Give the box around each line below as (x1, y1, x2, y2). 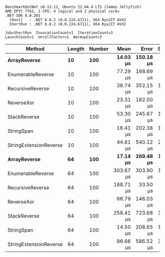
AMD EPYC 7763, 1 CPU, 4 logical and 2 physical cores (5, 9, 120, 14)
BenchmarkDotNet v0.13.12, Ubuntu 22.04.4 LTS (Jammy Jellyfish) (5, 4, 141, 9)
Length (67, 45, 85, 52)
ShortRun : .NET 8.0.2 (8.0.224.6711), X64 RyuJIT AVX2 (9, 22, 126, 27)
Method (26, 45, 45, 52)
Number (89, 45, 109, 52)
